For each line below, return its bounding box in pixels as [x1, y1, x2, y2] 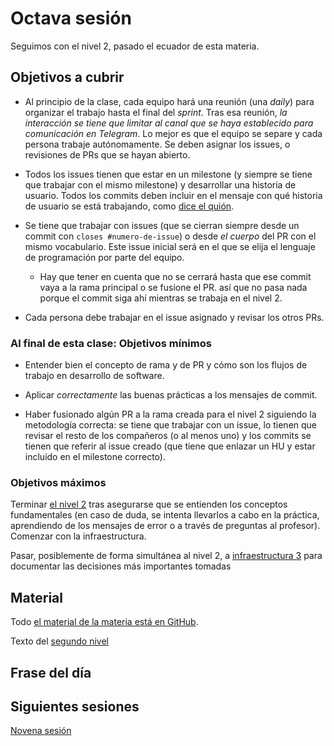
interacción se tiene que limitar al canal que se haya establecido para [24, 117, 314, 129]
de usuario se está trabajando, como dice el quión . [24, 200, 235, 212]
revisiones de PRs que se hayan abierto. [24, 148, 191, 161]
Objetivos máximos [10, 475, 107, 489]
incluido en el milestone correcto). [24, 451, 166, 463]
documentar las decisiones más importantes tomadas [10, 560, 232, 572]
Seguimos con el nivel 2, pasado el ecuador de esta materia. [10, 40, 260, 52]
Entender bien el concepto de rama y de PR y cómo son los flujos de [24, 359, 308, 371]
